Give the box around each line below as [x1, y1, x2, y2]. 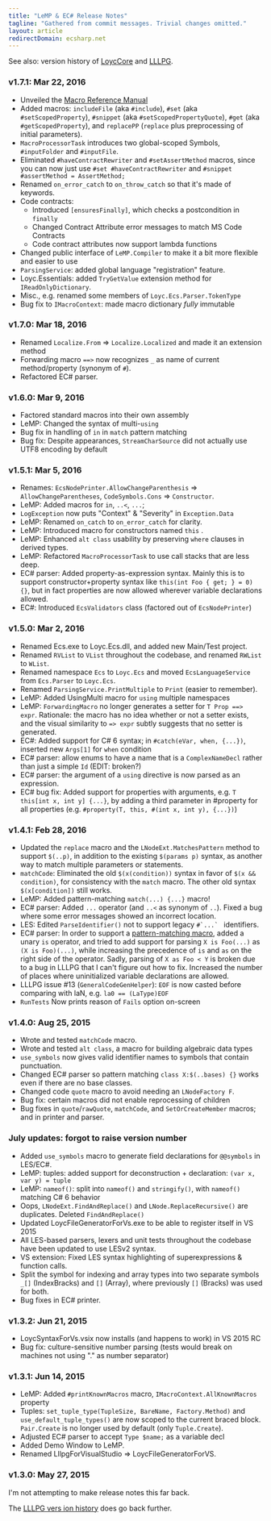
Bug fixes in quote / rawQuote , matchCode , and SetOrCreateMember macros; [19, 1104, 256, 1114]
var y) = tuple [19, 1177, 72, 1185]
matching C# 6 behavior [19, 1192, 101, 1202]
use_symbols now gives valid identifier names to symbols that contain [19, 1052, 249, 1062]
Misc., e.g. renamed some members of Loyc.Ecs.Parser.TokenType [19, 290, 241, 300]
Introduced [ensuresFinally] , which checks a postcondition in [31, 205, 240, 215]
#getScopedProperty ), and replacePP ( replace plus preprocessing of [19, 120, 244, 130]
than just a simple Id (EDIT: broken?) [19, 761, 142, 771]
